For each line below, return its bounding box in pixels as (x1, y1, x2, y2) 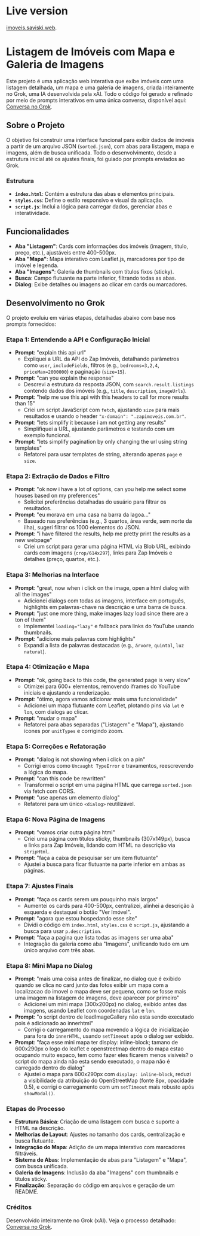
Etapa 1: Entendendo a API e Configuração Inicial (6, 335, 150, 344)
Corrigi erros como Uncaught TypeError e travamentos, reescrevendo (23, 762, 194, 770)
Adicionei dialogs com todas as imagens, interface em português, (23, 597, 186, 604)
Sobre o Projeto (6, 120, 65, 131)
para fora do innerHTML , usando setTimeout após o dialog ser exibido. (23, 1032, 194, 1040)
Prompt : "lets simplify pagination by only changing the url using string (14, 438, 187, 445)
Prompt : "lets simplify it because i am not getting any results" (14, 419, 167, 426)
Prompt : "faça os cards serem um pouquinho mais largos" (14, 895, 159, 902)
